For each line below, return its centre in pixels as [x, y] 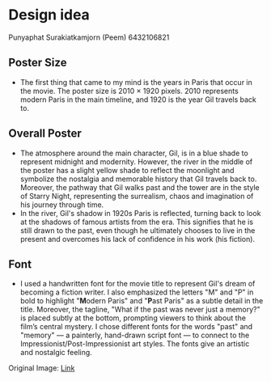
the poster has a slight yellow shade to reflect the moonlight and [127, 170]
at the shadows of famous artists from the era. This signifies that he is [136, 222]
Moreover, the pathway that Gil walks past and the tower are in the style [140, 187]
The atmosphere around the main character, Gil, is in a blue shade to [134, 153]
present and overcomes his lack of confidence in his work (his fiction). [138, 239]
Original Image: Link [42, 368]
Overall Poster [45, 134]
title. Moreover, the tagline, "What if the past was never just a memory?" [140, 310]
